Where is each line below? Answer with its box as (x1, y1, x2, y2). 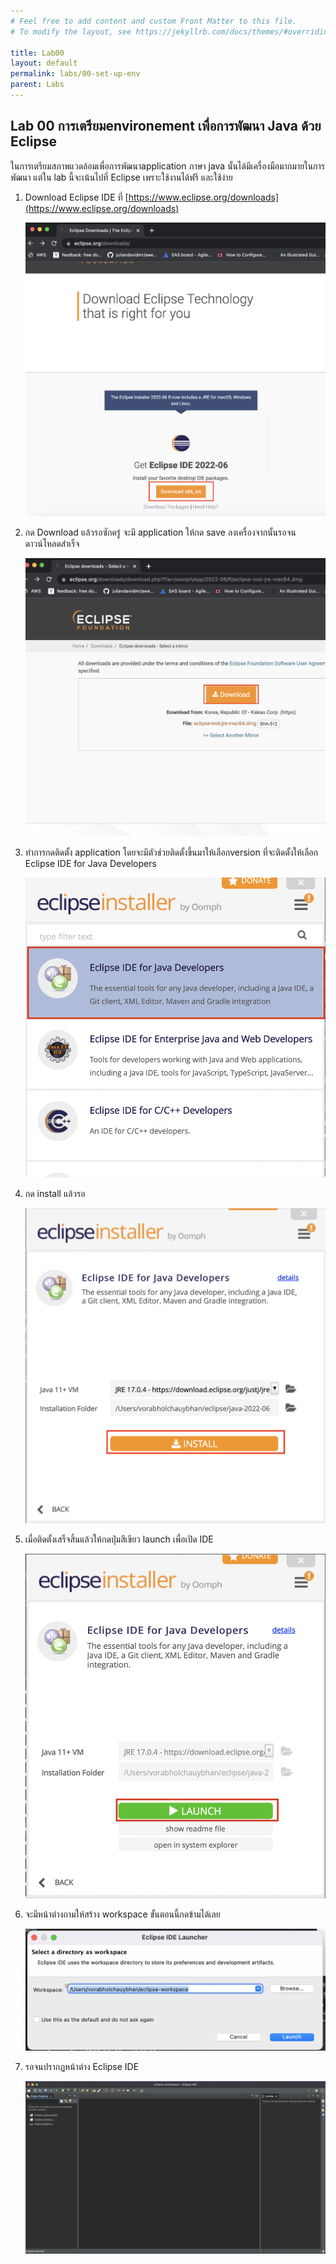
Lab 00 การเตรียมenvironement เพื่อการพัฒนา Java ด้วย (10, 118, 322, 135)
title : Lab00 (10, 48, 65, 58)
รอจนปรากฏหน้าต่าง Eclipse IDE (24, 2060, 140, 2072)
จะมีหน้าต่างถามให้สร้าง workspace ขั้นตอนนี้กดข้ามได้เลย (24, 1908, 221, 1920)
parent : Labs (10, 80, 65, 90)
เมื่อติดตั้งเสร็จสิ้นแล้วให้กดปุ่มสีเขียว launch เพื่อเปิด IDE (24, 1533, 214, 1545)
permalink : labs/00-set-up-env (10, 69, 141, 79)
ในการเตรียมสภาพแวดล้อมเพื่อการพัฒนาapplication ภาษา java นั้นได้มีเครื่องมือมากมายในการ (10, 160, 326, 172)
